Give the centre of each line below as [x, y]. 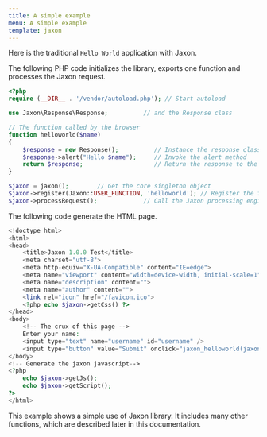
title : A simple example [49, 15]
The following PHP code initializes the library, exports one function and [124, 68]
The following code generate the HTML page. [83, 216]
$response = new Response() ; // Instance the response [131, 149]
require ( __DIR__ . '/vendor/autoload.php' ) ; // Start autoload [117, 99]
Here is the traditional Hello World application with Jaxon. [103, 53]
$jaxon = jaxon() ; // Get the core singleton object [110, 186]
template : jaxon [35, 30]
